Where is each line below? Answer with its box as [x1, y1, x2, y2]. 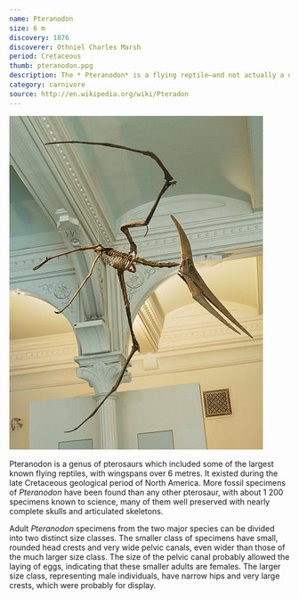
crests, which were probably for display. [9, 579, 157, 590]
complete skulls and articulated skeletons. [9, 505, 164, 516]
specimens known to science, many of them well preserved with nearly [9, 496, 271, 507]
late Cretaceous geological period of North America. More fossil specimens [9, 477, 287, 488]
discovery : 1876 [9, 33, 69, 42]
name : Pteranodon [9, 14, 74, 23]
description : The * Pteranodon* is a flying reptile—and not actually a [9, 71, 285, 80]
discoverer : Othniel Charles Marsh [9, 43, 141, 52]
